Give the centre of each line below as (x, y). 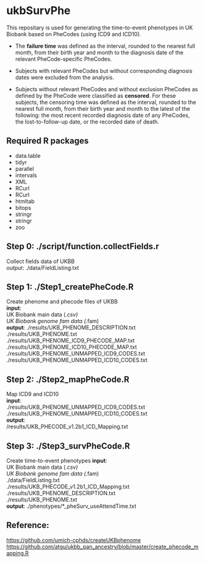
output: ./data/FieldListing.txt (43, 267)
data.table (28, 155)
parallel (24, 168)
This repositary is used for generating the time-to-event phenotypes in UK (100, 28)
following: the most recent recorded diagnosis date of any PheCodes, (103, 115)
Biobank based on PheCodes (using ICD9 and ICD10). (74, 34)
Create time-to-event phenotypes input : (57, 460)
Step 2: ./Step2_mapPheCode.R (68, 379)
